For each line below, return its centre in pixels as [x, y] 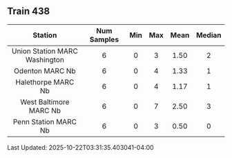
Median [209, 35]
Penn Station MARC [45, 121]
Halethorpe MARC [45, 82]
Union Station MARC [45, 51]
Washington [45, 59]
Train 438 [29, 11]
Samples [104, 39]
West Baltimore [45, 101]
